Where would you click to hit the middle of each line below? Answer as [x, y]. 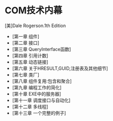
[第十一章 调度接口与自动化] [41, 100]
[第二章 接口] [25, 43]
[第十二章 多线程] [30, 106]
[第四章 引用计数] [30, 55]
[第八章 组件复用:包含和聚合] [42, 81]
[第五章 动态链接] [30, 62]
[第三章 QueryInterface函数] [41, 49]
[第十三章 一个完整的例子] [39, 113]
